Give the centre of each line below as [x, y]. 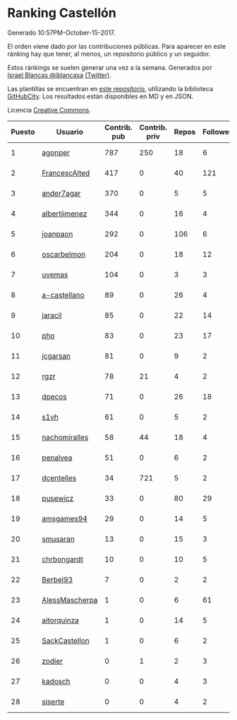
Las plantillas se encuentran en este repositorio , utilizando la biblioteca [110, 88]
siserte [53, 702]
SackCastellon [66, 640]
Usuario [69, 132]
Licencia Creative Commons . [49, 110]
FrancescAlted [66, 173]
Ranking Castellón [62, 13]
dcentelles [59, 477]
